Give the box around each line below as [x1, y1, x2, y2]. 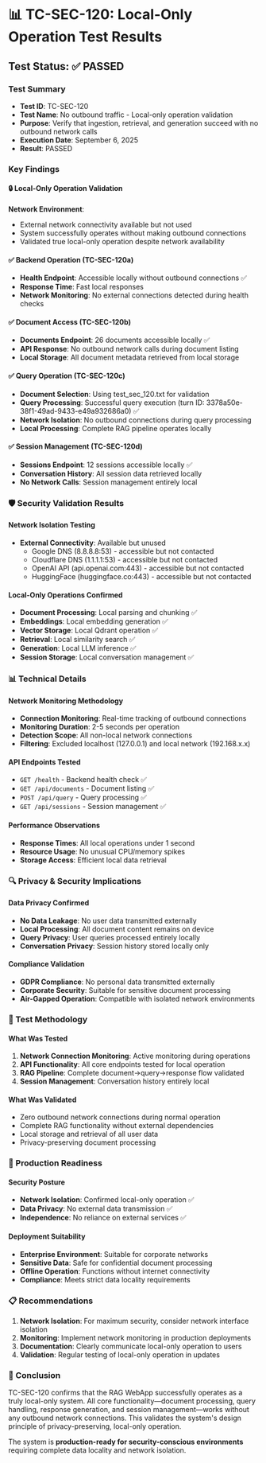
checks [19, 299, 44, 309]
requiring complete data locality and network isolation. [8, 1445, 187, 1455]
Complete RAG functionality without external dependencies [19, 1121, 214, 1130]
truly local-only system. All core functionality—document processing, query [8, 1396, 256, 1406]
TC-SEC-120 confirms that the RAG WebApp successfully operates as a [8, 1388, 243, 1398]
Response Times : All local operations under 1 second [19, 838, 195, 847]
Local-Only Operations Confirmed [8, 589, 123, 600]
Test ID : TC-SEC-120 [19, 101, 89, 111]
